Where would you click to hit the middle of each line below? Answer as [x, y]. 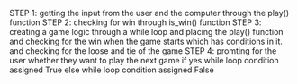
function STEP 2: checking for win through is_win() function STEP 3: [135, 22]
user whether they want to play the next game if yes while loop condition [144, 60]
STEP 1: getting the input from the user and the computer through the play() [149, 13]
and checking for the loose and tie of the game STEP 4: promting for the [143, 51]
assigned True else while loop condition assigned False [112, 70]
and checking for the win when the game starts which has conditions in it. [146, 41]
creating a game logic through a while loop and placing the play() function [146, 32]
